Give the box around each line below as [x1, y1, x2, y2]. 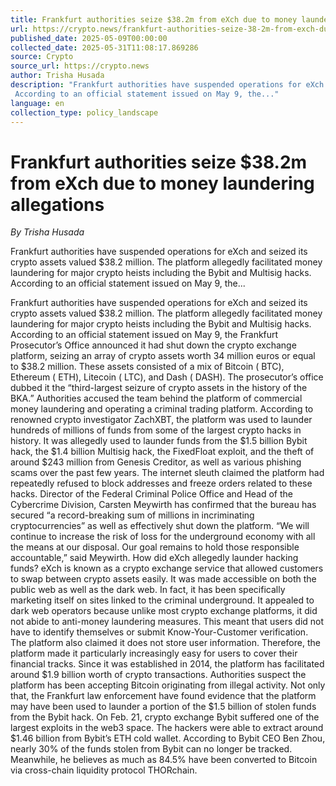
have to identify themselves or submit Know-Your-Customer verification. [10, 626, 309, 638]
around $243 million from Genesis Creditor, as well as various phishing [10, 456, 302, 468]
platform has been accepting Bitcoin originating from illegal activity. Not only [10, 679, 326, 691]
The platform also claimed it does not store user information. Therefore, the [10, 637, 321, 649]
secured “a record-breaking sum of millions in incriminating [10, 509, 255, 521]
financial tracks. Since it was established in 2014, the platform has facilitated [10, 658, 325, 670]
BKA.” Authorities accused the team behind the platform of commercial [10, 392, 303, 405]
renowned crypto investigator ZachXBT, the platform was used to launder [10, 414, 313, 426]
